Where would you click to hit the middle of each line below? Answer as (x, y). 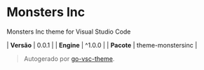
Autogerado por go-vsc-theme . (69, 58)
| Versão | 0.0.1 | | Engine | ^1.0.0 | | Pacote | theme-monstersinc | (102, 45)
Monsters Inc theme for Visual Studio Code (69, 31)
